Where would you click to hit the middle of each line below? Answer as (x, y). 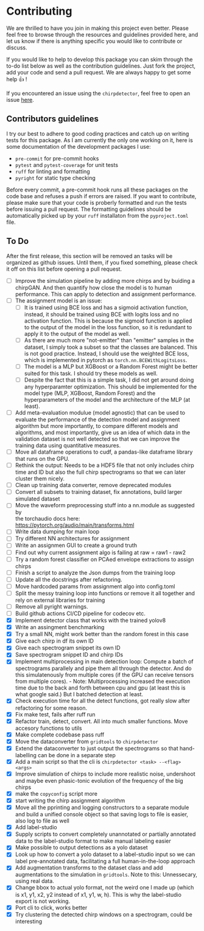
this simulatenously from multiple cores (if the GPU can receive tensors (104, 675)
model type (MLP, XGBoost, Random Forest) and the (90, 393)
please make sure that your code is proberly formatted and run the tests (97, 202)
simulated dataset (37, 499)
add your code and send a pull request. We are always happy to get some (99, 72)
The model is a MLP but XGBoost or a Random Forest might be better (111, 366)
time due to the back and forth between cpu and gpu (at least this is (100, 688)
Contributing (39, 11)
